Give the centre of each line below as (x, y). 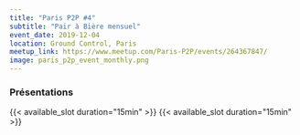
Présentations (42, 92)
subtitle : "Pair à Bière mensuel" (75, 26)
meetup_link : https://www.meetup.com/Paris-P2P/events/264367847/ (139, 52)
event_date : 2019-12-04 (55, 35)
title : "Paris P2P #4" (53, 18)
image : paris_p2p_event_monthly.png (79, 60)
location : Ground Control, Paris (73, 43)
